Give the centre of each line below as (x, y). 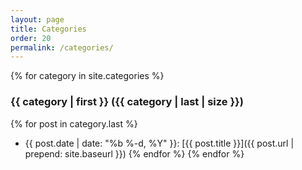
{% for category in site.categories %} (87, 76)
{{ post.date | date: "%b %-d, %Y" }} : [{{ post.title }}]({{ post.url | (159, 143)
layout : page (37, 19)
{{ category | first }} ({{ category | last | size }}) (127, 102)
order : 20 (31, 38)
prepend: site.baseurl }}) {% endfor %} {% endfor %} (134, 153)
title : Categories (48, 29)
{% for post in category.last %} (74, 123)
